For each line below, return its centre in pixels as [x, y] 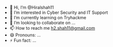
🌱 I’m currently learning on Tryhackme [48, 18]
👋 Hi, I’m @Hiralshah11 [32, 7]
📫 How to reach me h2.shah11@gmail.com [52, 28]
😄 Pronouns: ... [25, 35]
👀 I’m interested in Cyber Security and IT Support [59, 12]
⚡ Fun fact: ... [23, 40]
